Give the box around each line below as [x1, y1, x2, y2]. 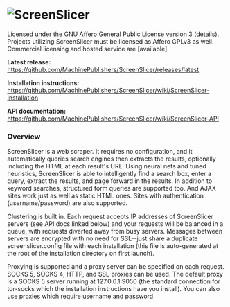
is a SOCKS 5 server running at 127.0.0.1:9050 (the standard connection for [7, 277, 220, 286]
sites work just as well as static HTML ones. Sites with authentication [7, 191, 204, 200]
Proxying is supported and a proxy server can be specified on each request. [7, 263, 224, 271]
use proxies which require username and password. [7, 292, 155, 301]
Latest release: [7, 58, 51, 66]
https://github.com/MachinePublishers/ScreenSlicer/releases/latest [7, 65, 200, 73]
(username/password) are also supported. [7, 199, 128, 207]
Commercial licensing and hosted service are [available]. [7, 44, 170, 53]
